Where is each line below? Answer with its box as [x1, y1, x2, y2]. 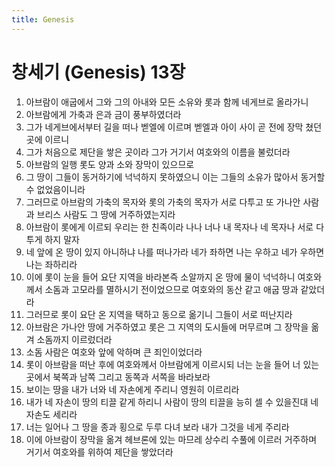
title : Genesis [11, 14, 75, 25]
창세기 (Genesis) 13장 [11, 61, 186, 83]
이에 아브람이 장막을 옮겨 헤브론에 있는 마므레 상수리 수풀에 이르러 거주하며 [25, 433, 318, 445]
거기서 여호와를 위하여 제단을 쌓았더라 [25, 446, 174, 458]
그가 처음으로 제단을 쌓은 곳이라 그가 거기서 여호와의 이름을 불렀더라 [25, 146, 291, 158]
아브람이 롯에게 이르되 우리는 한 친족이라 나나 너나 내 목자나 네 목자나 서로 [25, 221, 314, 233]
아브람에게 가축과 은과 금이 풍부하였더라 [25, 108, 182, 120]
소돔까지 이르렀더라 [36, 333, 113, 345]
